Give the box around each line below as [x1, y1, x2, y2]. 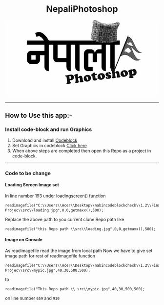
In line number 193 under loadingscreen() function [5, 193, 106, 199]
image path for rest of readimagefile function [5, 253, 96, 258]
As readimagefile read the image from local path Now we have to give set [5, 248, 153, 254]
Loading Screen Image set [5, 182, 60, 188]
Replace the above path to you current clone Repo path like [5, 216, 124, 222]
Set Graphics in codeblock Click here [12, 142, 87, 148]
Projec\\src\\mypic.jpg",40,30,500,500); [5, 268, 91, 273]
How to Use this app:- [5, 111, 72, 120]
